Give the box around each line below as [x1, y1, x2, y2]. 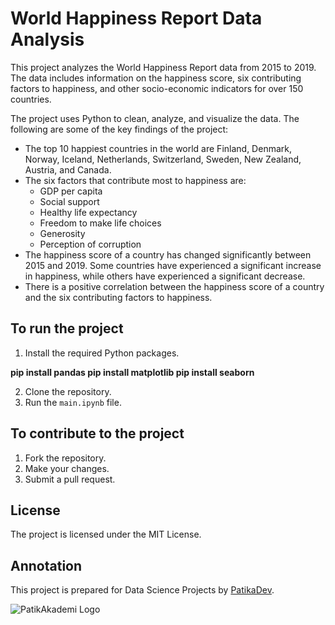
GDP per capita [39, 185, 103, 197]
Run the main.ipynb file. [24, 396, 122, 408]
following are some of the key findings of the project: [10, 123, 229, 135]
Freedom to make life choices [39, 217, 162, 229]
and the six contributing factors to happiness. [24, 291, 213, 303]
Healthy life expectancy [39, 206, 138, 218]
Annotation [10, 557, 83, 574]
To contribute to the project [10, 425, 185, 442]
